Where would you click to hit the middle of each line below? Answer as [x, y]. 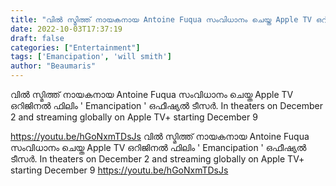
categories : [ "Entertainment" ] [75, 47]
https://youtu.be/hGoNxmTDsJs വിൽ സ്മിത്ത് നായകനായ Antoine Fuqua [160, 136]
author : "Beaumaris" [53, 66]
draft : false [37, 38]
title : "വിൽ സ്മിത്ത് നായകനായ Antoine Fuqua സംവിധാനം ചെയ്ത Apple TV [161, 19]
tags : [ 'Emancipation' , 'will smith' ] [91, 57]
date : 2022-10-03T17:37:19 [66, 29]
